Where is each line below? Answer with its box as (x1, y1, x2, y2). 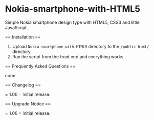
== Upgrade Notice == (5, 101, 51, 106)
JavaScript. (5, 24, 28, 30)
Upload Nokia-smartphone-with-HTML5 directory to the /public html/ (12, 43, 149, 49)
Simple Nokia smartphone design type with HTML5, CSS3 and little (5, 19, 140, 25)
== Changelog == (5, 82, 41, 88)
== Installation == (5, 34, 41, 40)
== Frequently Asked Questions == (5, 63, 76, 69)
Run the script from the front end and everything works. (12, 53, 125, 59)
